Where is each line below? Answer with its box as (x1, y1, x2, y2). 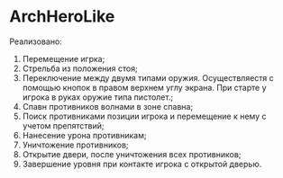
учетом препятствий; (22, 120, 105, 131)
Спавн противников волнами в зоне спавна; (22, 101, 194, 111)
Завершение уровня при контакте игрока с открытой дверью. (22, 158, 262, 169)
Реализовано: (9, 36, 63, 47)
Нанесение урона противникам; (22, 129, 147, 140)
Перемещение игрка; (22, 53, 105, 64)
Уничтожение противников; (22, 139, 129, 150)
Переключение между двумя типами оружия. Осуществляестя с (22, 72, 275, 83)
